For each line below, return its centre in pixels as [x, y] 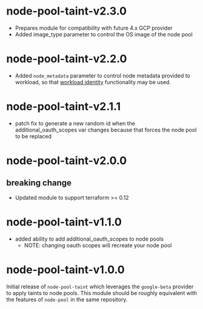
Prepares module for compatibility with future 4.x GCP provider [94, 28]
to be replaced [33, 136]
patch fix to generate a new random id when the [75, 123]
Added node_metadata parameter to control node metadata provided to [103, 75]
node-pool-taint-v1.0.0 [66, 269]
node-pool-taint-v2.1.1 [64, 107]
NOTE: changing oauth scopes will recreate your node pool [98, 245]
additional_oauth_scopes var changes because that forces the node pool [106, 130]
